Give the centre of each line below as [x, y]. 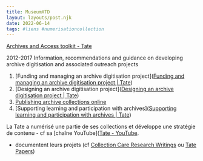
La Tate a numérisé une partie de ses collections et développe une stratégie [101, 127]
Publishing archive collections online [61, 102]
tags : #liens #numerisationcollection [55, 29]
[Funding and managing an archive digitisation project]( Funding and [100, 76]
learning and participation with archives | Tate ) [73, 115]
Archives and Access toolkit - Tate [49, 46]
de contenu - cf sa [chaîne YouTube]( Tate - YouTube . [73, 133]
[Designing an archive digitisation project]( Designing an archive [94, 89]
